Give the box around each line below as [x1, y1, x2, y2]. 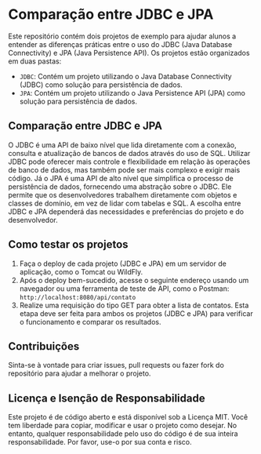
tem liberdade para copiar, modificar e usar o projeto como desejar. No [8, 421, 237, 430]
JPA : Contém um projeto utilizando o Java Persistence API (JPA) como [19, 88, 245, 97]
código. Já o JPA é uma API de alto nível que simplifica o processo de [8, 173, 234, 183]
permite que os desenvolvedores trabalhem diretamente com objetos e [8, 190, 237, 199]
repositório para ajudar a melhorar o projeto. [8, 369, 151, 378]
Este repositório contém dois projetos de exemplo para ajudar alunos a [8, 31, 237, 41]
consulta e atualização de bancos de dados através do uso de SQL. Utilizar [8, 148, 251, 158]
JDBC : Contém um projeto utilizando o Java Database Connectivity [19, 71, 233, 81]
